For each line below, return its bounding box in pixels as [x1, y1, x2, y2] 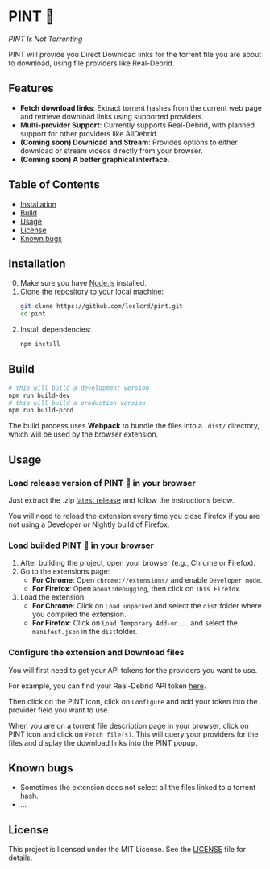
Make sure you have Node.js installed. [19, 278, 147, 288]
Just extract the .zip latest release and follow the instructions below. [8, 495, 235, 505]
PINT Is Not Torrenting [8, 34, 83, 44]
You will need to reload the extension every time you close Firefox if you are [8, 512, 260, 520]
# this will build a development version [8, 383, 150, 392]
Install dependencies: [19, 324, 92, 334]
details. [8, 853, 33, 863]
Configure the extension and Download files [8, 647, 185, 658]
